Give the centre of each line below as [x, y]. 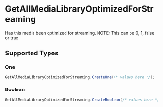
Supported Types [32, 53]
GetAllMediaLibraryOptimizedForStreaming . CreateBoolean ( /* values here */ [82, 100]
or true [12, 38]
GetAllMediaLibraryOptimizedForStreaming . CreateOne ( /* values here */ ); [80, 77]
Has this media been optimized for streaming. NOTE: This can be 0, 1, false [80, 33]
